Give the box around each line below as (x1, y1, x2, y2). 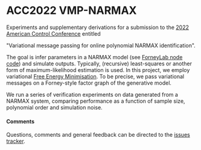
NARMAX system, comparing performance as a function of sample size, (6, 97, 185, 105)
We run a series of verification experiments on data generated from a (6, 91, 178, 98)
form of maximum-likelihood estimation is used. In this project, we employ (6, 66, 190, 73)
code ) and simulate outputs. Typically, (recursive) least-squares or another (6, 60, 192, 67)
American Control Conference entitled (6, 30, 101, 37)
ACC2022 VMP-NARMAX (6, 4, 137, 18)
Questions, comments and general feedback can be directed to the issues (6, 131, 190, 139)
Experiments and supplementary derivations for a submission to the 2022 (6, 24, 189, 31)
